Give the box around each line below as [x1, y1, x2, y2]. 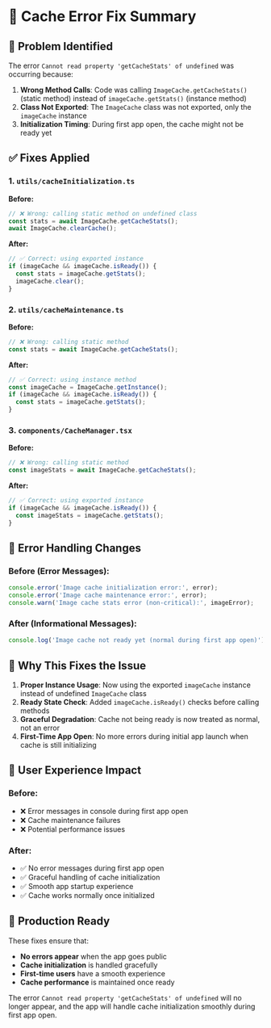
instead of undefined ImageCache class [19, 688, 147, 698]
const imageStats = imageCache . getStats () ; [15, 511, 164, 519]
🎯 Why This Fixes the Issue [8, 658, 147, 673]
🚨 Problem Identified [8, 40, 113, 53]
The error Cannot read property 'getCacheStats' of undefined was [8, 61, 235, 70]
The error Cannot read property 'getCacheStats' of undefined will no [8, 992, 242, 1002]
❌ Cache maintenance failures [19, 815, 121, 824]
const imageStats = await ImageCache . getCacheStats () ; [8, 466, 197, 475]
